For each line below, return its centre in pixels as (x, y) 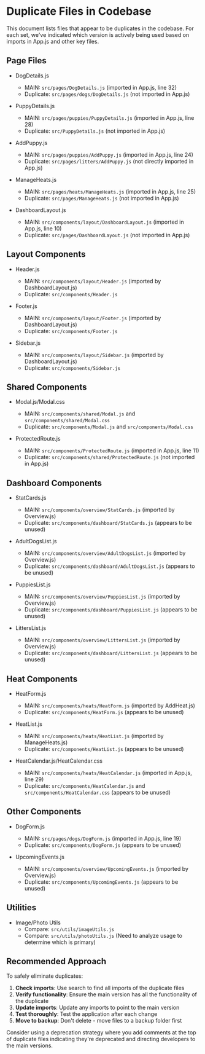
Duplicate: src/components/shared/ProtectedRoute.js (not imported (110, 457)
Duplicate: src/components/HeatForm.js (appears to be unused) (104, 712)
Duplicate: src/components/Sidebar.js (72, 368)
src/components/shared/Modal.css (67, 421)
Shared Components (47, 387)
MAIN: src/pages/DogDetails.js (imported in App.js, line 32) (100, 87)
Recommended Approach (56, 962)
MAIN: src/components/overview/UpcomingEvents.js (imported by (106, 868)
